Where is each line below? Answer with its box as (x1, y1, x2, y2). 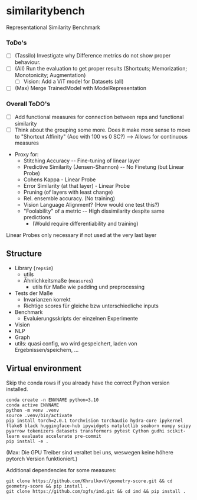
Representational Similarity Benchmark (6, 24, 100, 31)
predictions (23, 213, 51, 220)
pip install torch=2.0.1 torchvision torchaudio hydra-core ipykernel (6, 418, 183, 424)
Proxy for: (14, 150, 39, 158)
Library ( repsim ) (14, 264, 54, 271)
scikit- (167, 428, 186, 434)
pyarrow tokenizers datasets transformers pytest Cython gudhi (6, 428, 165, 434)
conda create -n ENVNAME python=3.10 (6, 397, 99, 403)
